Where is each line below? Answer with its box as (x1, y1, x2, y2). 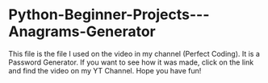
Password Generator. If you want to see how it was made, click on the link (8, 57, 254, 67)
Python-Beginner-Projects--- (8, 6, 210, 24)
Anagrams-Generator (8, 22, 156, 41)
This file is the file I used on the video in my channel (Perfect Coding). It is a (8, 49, 261, 58)
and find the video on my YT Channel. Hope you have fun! (8, 65, 202, 75)
